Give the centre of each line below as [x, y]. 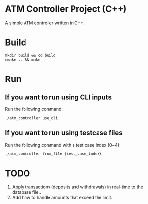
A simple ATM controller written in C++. [45, 23]
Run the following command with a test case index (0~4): [63, 145]
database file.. [26, 192]
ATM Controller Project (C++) [66, 9]
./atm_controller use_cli [31, 118]
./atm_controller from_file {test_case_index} [53, 154]
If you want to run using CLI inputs [58, 97]
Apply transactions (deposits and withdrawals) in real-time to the [78, 187]
